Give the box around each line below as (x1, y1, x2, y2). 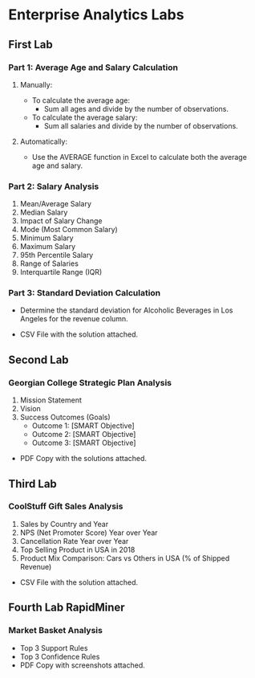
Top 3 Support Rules (19, 643, 88, 652)
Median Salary (19, 207, 68, 218)
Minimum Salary (19, 233, 74, 243)
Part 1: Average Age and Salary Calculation (8, 62, 179, 73)
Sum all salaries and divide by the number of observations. (43, 120, 238, 130)
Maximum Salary (19, 242, 76, 251)
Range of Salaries (19, 259, 79, 268)
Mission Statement (19, 395, 82, 405)
